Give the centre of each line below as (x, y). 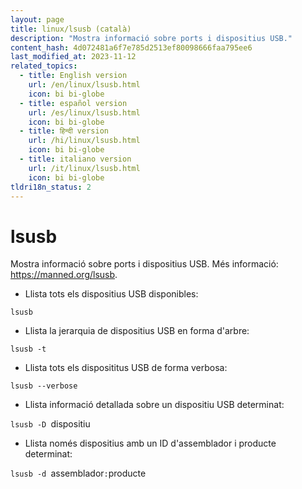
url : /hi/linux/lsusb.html (84, 141)
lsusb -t (28, 349)
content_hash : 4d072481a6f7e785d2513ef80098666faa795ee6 (131, 47)
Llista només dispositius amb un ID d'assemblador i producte (150, 443)
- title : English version (73, 76)
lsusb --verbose (44, 386)
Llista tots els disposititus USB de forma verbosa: (126, 368)
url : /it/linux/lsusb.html (84, 168)
